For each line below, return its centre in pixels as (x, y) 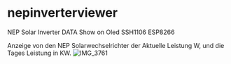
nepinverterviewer (62, 13)
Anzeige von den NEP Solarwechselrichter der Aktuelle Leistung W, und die (116, 45)
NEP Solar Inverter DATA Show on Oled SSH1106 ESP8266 (91, 32)
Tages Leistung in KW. (39, 53)
